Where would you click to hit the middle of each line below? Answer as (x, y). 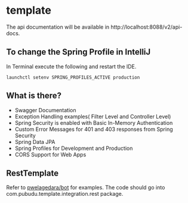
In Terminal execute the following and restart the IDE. (71, 66)
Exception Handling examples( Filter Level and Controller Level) (93, 116)
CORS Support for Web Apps (50, 154)
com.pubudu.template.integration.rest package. (65, 194)
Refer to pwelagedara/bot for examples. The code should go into (86, 187)
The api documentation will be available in (58, 27)
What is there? (34, 96)
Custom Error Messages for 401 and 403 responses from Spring (94, 129)
